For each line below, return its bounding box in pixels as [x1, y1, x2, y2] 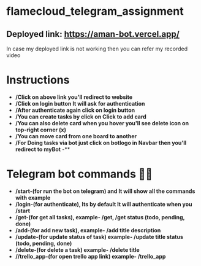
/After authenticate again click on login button [15, 106, 135, 114]
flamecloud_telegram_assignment [6, 4, 184, 18]
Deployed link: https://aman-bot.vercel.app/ [6, 29, 180, 39]
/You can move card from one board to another [15, 132, 137, 139]
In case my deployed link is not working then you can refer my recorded [6, 45, 188, 52]
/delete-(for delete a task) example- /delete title [15, 246, 140, 253]
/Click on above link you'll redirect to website [15, 93, 133, 101]
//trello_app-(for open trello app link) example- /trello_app [15, 252, 166, 260]
